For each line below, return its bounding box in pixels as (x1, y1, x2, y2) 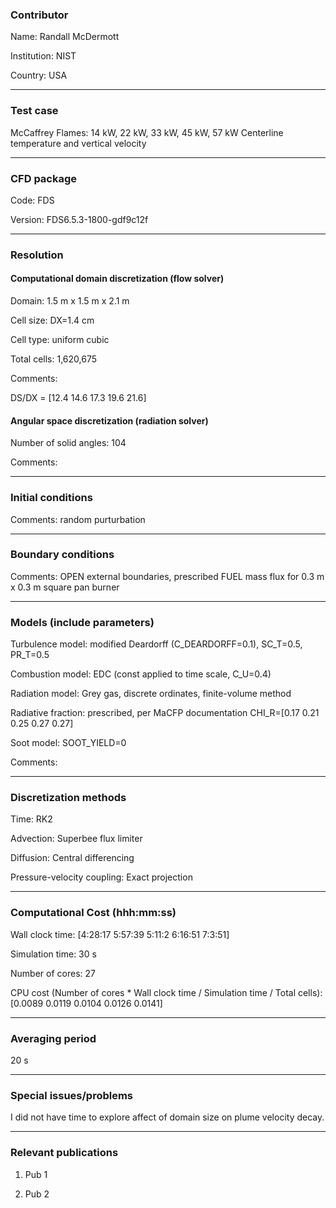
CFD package (10, 171, 78, 185)
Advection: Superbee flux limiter (10, 833, 143, 845)
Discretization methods (10, 791, 127, 805)
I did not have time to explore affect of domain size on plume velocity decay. (10, 1111, 325, 1123)
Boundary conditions (10, 548, 115, 562)
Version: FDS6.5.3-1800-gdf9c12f (10, 213, 149, 225)
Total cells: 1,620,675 (10, 353, 97, 365)
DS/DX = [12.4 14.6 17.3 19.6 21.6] (10, 392, 147, 404)
